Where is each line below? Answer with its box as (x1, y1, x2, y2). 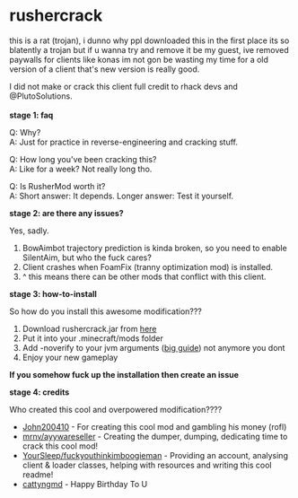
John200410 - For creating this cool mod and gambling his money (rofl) (22, 421, 287, 432)
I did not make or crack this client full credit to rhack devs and (9, 81, 238, 92)
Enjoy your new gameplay (22, 352, 118, 363)
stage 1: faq (9, 109, 54, 120)
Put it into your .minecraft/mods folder (22, 333, 164, 344)
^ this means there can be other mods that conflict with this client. (22, 271, 267, 282)
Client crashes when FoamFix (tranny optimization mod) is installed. (22, 261, 274, 272)
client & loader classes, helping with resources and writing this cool (22, 459, 272, 470)
